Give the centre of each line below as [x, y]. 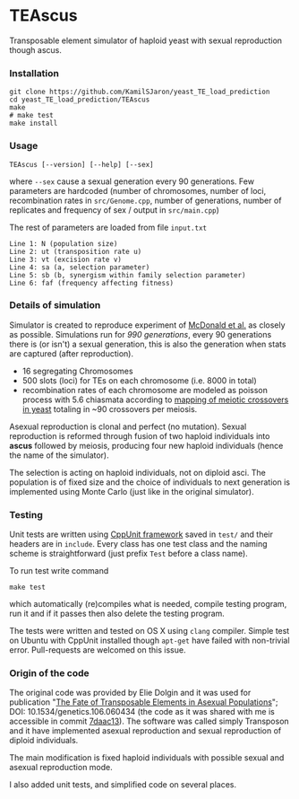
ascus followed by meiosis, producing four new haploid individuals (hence [146, 445]
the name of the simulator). [59, 455]
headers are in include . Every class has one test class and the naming [138, 544]
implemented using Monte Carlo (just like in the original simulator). [132, 491]
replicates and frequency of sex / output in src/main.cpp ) [114, 210]
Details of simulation [55, 305]
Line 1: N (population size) [64, 243]
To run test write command [59, 571]
